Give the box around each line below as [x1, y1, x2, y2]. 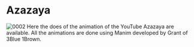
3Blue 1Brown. [6, 35, 42, 42]
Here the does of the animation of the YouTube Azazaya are [26, 23, 174, 30]
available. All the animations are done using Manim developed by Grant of [6, 29, 188, 36]
